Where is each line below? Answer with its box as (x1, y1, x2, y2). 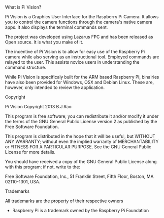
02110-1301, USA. (5, 179, 40, 184)
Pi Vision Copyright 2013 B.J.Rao (5, 104, 72, 109)
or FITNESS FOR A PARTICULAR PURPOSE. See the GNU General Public (5, 144, 152, 150)
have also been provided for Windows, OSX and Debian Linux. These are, (5, 79, 154, 85)
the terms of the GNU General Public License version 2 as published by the (5, 119, 158, 124)
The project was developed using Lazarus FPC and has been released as (5, 34, 154, 40)
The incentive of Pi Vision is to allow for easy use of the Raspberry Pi (5, 49, 145, 54)
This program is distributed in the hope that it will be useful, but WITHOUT (5, 133, 156, 139)
